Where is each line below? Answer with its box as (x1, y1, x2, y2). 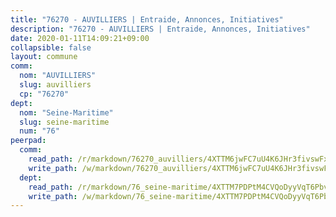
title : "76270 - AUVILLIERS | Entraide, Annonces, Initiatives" (10, 14, 284, 25)
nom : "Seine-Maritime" (19, 107, 114, 118)
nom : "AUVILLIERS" (19, 71, 97, 81)
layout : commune (10, 52, 78, 62)
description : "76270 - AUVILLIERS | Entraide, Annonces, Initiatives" (10, 24, 311, 34)
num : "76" (19, 126, 60, 136)
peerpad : (10, 136, 47, 146)
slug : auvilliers (19, 80, 92, 90)
